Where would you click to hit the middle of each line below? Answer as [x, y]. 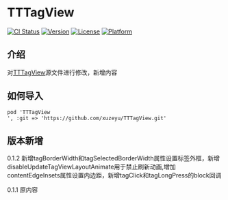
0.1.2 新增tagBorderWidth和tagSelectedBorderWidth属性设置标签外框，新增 [114, 158]
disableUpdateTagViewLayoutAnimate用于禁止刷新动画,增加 [91, 167]
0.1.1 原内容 [23, 190]
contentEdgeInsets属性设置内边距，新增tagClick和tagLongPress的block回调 [114, 175]
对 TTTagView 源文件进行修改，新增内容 [62, 72]
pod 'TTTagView [29, 112]
